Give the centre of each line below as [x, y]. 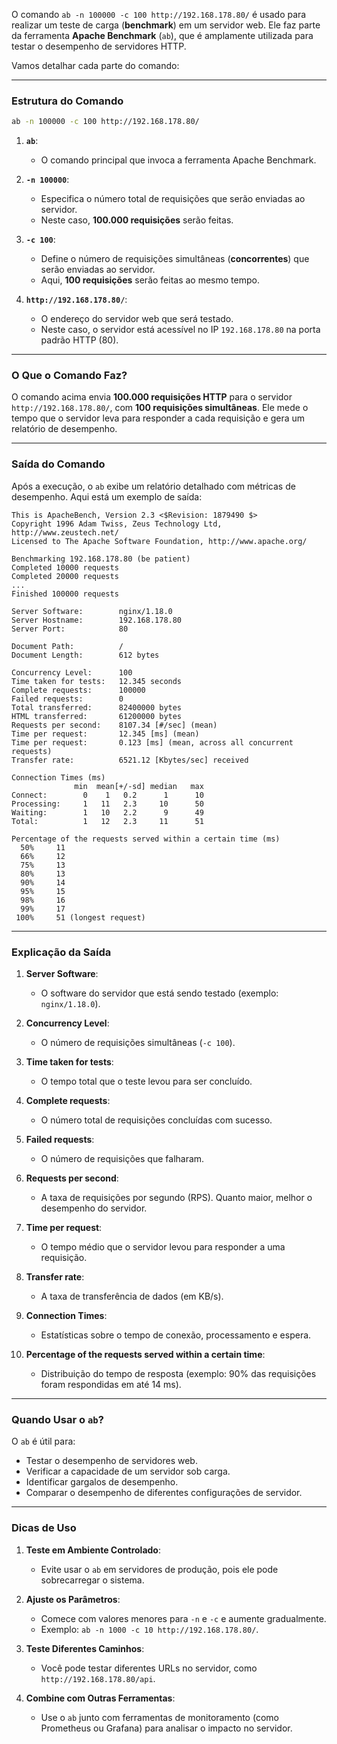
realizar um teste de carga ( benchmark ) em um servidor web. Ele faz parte [166, 25]
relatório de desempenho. [64, 429]
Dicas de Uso [44, 1528]
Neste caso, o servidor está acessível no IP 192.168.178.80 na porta [180, 330]
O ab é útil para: [43, 1441]
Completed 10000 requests [65, 567]
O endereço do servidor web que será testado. [137, 319]
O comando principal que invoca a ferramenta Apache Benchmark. [178, 160]
